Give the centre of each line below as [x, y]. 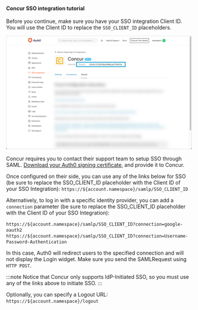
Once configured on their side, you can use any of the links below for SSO [96, 176]
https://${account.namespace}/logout [52, 301]
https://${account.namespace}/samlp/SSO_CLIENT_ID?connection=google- [95, 225]
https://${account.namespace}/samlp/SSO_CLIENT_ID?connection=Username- [97, 236]
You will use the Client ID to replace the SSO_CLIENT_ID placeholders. [89, 28]
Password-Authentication [37, 242]
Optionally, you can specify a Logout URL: [57, 295]
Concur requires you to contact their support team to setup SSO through [94, 159]
